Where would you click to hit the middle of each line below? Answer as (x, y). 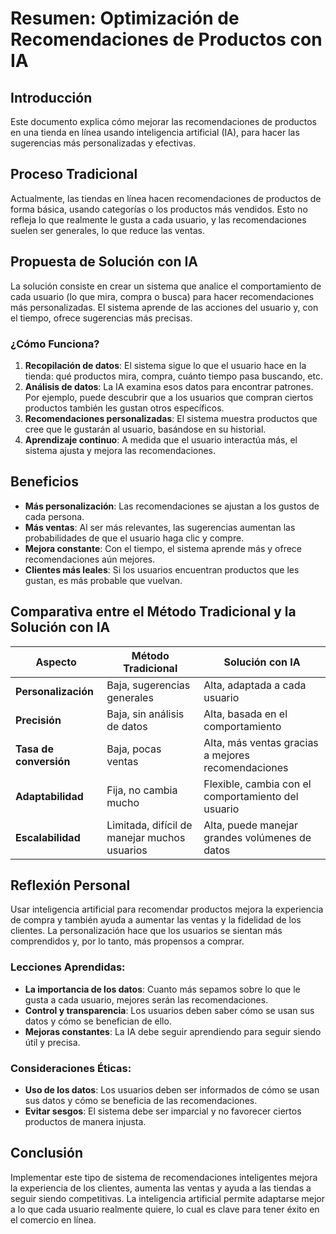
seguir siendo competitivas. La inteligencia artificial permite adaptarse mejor (167, 1198)
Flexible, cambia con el (257, 784)
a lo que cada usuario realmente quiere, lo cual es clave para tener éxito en (165, 1209)
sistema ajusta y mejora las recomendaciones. (120, 450)
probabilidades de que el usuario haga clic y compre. (134, 538)
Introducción (51, 97)
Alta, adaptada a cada (255, 685)
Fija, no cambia (142, 790)
